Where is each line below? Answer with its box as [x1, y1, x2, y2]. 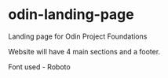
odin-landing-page [8, 6, 135, 24]
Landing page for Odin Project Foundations [8, 32, 148, 41]
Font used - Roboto [8, 61, 71, 72]
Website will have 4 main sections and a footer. [8, 46, 161, 56]
